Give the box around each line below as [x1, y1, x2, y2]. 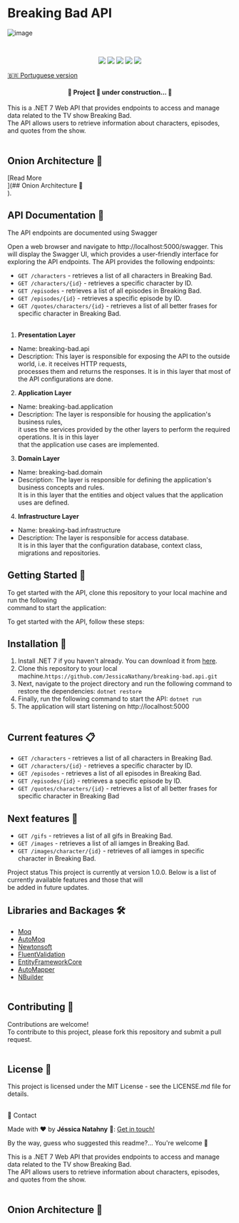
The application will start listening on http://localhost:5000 [17, 702, 190, 711]
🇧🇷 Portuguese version [7, 71, 78, 79]
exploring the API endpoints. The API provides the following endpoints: [7, 257, 215, 265]
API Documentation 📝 [7, 209, 105, 222]
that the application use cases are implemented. [17, 440, 159, 449]
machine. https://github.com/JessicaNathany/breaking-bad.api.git [17, 672, 218, 681]
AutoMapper [17, 965, 55, 973]
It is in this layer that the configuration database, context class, [17, 541, 203, 549]
